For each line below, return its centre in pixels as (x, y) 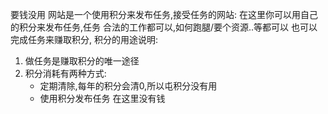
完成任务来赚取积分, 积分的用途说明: (84, 39)
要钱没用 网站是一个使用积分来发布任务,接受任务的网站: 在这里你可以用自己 (164, 14)
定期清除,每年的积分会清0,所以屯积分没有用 (128, 86)
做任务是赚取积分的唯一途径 (82, 61)
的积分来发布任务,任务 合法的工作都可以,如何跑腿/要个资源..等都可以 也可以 (164, 27)
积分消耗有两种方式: (65, 73)
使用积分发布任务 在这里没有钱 (102, 98)
